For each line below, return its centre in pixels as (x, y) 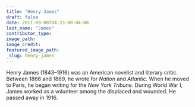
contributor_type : (29, 34)
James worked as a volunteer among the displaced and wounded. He (91, 91)
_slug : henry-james (30, 56)
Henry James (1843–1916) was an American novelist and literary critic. (92, 72)
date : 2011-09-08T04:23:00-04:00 (48, 22)
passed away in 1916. (32, 98)
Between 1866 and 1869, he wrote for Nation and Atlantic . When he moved (97, 79)
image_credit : (24, 45)
